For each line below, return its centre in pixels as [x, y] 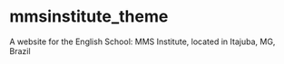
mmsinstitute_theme [89, 17]
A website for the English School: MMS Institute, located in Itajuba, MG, [142, 41]
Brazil [20, 50]
